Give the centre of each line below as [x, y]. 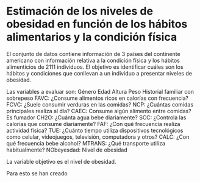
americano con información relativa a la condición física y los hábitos [93, 60]
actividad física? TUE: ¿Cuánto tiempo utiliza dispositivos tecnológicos [95, 130]
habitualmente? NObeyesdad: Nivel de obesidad [67, 150]
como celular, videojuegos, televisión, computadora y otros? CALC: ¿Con [98, 137]
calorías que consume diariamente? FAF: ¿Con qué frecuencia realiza [93, 124]
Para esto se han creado [37, 173]
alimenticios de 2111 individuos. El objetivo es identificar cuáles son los [95, 67]
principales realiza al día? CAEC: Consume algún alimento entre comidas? [99, 111]
